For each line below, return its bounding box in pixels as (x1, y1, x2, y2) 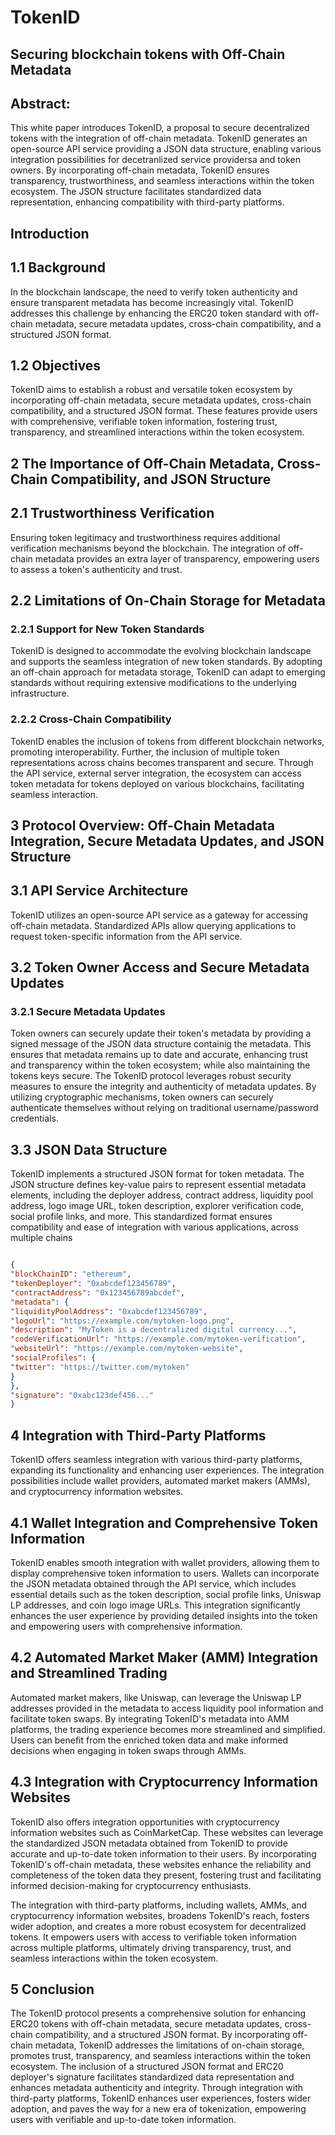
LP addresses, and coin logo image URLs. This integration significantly (10, 1599, 301, 1611)
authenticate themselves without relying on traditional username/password (10, 1102, 319, 1114)
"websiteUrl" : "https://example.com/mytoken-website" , (10, 1344, 244, 1354)
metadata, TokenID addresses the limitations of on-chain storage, (34, 2039, 305, 2051)
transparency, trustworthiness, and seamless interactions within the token (10, 175, 315, 187)
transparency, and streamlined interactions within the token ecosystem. (10, 426, 305, 438)
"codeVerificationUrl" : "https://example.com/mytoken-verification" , (10, 1334, 307, 1345)
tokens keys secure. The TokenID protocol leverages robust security (10, 1070, 292, 1082)
